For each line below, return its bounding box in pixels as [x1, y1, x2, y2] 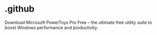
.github [4, 3, 35, 15]
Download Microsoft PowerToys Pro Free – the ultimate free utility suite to [4, 19, 152, 25]
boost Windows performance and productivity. [4, 24, 98, 30]
